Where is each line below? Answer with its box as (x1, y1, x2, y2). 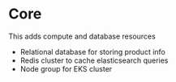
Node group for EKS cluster (19, 64, 113, 73)
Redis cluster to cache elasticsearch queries (19, 55, 169, 65)
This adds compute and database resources (8, 31, 156, 41)
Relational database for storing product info (19, 47, 166, 56)
